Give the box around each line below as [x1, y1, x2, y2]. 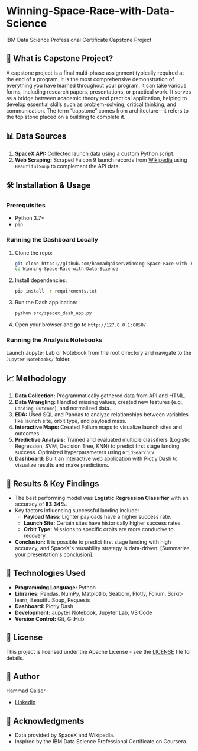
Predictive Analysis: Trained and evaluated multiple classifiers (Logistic [14, 437, 191, 444]
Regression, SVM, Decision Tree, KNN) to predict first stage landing [14, 442, 180, 450]
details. [6, 654, 24, 662]
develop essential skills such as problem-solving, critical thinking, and [6, 101, 177, 108]
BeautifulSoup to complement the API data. [14, 162, 120, 169]
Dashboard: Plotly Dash [14, 602, 74, 609]
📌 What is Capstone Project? [6, 53, 113, 63]
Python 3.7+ [14, 214, 45, 222]
